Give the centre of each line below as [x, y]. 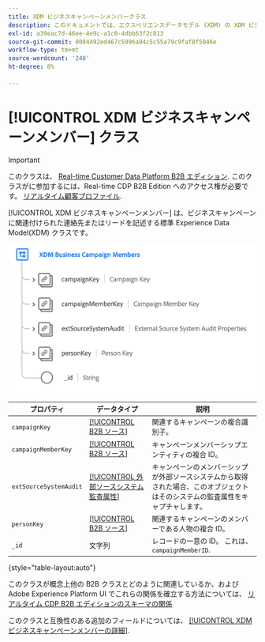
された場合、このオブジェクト [200, 486]
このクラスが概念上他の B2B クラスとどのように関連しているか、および [123, 583]
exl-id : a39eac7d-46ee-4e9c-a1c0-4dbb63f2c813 [86, 33]
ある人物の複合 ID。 [198, 529]
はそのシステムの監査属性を [197, 496]
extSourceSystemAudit [47, 487]
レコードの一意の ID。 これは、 [202, 541]
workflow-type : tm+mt [44, 50]
